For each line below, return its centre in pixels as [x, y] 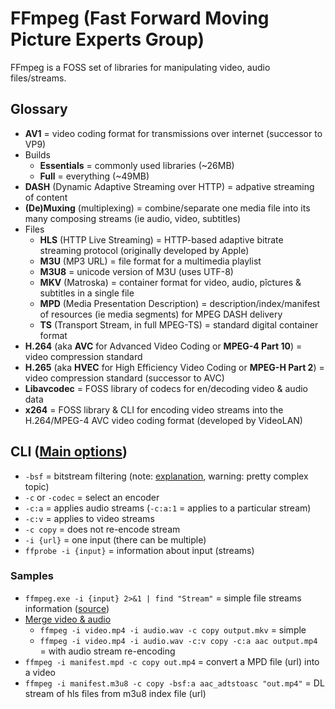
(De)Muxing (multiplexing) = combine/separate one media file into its [167, 208]
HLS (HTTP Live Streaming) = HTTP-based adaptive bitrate [161, 239]
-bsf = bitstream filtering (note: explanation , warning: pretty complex [166, 476]
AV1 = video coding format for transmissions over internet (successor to [173, 133]
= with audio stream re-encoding [107, 651]
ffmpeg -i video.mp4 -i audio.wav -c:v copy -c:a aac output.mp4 [178, 641]
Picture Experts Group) [107, 39]
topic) [37, 486]
